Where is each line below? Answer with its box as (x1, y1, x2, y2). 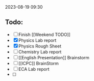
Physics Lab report (18, 37, 57, 43)
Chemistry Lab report (18, 49, 62, 55)
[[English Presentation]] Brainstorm (18, 54, 90, 60)
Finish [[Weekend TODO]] (18, 32, 70, 37)
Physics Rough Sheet (18, 43, 62, 49)
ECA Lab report (18, 66, 50, 72)
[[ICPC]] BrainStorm (18, 60, 59, 66)
